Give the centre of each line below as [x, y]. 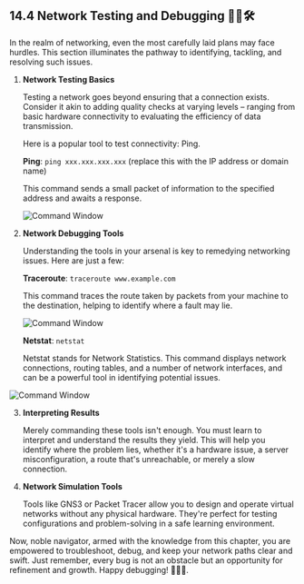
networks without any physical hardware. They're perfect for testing [150, 513]
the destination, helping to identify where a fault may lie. [127, 305]
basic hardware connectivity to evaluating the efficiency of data [142, 116]
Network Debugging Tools [73, 233]
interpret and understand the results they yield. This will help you [144, 440]
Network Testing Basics [69, 79]
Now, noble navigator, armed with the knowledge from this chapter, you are [150, 540]
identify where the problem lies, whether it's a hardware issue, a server [155, 450]
